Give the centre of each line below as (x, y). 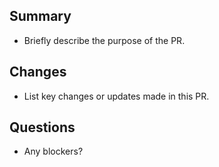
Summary (40, 16)
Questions (42, 127)
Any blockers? (53, 151)
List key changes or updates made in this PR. (116, 96)
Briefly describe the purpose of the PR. (104, 40)
